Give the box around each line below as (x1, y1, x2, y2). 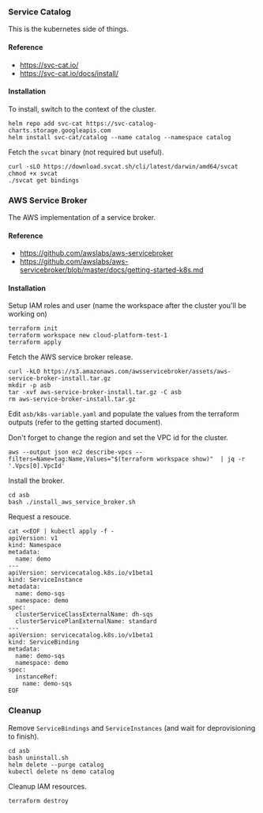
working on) (8, 310, 47, 319)
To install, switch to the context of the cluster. (8, 104, 156, 113)
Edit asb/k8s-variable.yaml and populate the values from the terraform (8, 409, 239, 419)
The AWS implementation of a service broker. (8, 213, 156, 222)
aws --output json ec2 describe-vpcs (8, 448, 133, 457)
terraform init (8, 325, 58, 332)
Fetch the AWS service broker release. (8, 352, 133, 362)
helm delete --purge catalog (8, 761, 104, 769)
